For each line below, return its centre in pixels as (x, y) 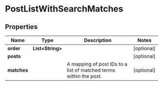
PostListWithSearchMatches (64, 9)
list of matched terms (91, 70)
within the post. (84, 76)
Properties (21, 27)
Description (98, 40)
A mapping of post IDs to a (97, 64)
